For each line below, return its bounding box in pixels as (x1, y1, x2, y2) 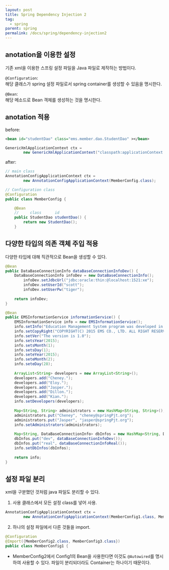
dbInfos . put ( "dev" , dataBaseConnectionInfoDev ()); (14, 436, 123, 441)
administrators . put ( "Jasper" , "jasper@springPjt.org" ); (14, 417, 134, 422)
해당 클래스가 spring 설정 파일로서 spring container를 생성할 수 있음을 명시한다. (5, 81, 162, 87)
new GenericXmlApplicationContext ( (23, 150, 98, 155)
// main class (5, 169, 35, 174)
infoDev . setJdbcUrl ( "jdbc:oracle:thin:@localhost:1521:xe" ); (23, 278, 154, 283)
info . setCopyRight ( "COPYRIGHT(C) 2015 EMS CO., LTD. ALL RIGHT (14, 329, 150, 334)
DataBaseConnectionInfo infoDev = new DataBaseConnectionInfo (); (14, 273, 154, 278)
